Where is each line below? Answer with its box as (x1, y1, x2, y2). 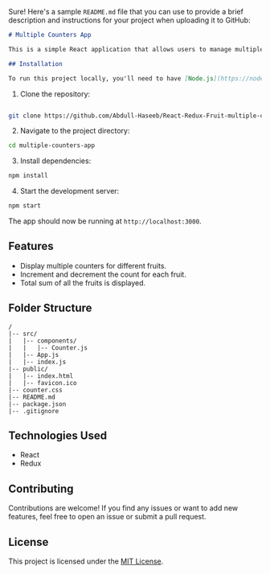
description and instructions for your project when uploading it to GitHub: (8, 15, 251, 25)
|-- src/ (8, 330, 38, 338)
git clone (8, 112, 42, 120)
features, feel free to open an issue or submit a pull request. (8, 512, 207, 522)
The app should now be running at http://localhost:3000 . (8, 216, 202, 226)
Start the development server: (19, 187, 120, 196)
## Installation (8, 59, 63, 68)
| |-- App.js (8, 351, 59, 359)
